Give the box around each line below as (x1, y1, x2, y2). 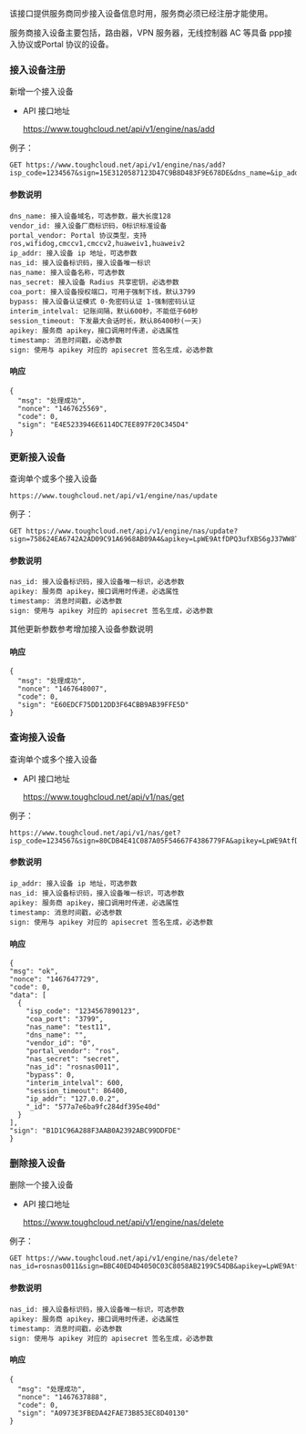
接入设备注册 (9, 63, 66, 76)
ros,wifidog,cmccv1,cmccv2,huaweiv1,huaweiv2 (9, 239, 185, 248)
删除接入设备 (9, 1157, 66, 1170)
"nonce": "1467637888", (17, 1392, 107, 1401)
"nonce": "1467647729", (9, 975, 100, 984)
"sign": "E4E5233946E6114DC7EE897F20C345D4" (17, 420, 189, 429)
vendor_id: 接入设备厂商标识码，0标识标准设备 (9, 221, 168, 230)
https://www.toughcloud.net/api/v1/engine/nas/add (22, 124, 216, 135)
